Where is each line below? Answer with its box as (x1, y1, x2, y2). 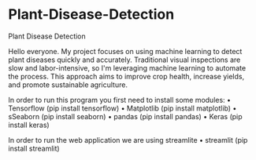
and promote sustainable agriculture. (8, 80, 128, 89)
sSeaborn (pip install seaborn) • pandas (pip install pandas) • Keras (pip (8, 111, 243, 121)
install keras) (8, 120, 50, 129)
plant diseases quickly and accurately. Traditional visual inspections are (8, 55, 241, 64)
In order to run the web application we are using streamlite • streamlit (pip (8, 135, 248, 144)
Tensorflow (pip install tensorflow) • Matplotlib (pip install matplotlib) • (8, 104, 237, 113)
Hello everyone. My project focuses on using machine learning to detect (8, 46, 243, 56)
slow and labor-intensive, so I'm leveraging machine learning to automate (8, 63, 247, 72)
